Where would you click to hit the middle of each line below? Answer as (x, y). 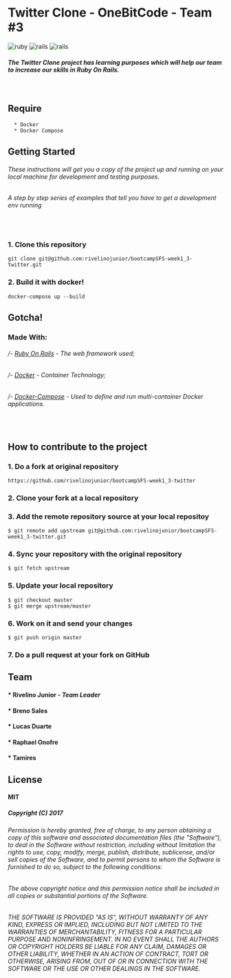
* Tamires (22, 758)
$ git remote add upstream (46, 531)
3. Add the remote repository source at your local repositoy (109, 517)
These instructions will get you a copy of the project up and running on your (116, 169)
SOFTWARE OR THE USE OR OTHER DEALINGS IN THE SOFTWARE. (104, 968)
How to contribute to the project (78, 447)
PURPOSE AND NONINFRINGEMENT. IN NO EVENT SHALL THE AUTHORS (113, 939)
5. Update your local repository (61, 586)
